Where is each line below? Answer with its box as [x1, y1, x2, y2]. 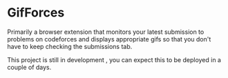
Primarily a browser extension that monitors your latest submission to [7, 28, 205, 36]
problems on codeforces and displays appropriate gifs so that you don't [7, 35, 211, 43]
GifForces [7, 5, 65, 21]
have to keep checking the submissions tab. [7, 42, 133, 50]
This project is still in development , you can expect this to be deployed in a [7, 55, 221, 64]
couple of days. [7, 63, 52, 71]
